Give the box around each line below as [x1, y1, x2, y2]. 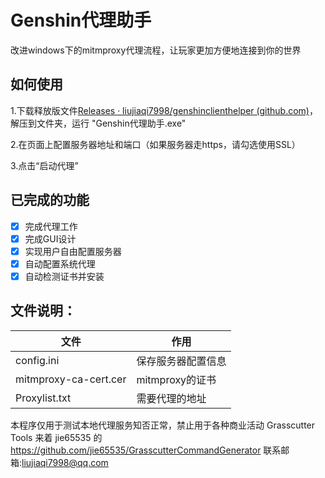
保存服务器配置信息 [136, 354, 227, 368]
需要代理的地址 [136, 391, 207, 405]
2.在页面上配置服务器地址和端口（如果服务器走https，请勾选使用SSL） [10, 138, 301, 150]
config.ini [15, 353, 60, 367]
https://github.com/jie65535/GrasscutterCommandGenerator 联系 [10, 444, 282, 456]
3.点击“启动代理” [10, 159, 79, 171]
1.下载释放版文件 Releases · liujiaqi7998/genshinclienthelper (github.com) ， [10, 104, 318, 116]
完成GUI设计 [24, 232, 77, 245]
